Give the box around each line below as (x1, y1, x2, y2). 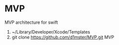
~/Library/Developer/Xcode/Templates (11, 29, 90, 35)
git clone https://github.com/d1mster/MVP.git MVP (11, 34, 115, 40)
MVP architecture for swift (4, 19, 58, 25)
